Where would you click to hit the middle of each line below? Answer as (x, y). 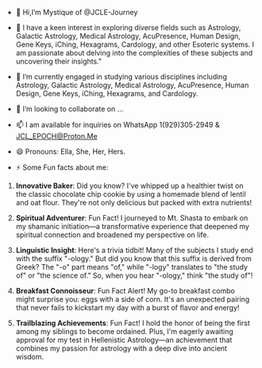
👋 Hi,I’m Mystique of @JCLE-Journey (77, 12)
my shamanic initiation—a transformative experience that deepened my (133, 226)
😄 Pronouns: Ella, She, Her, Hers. (70, 151)
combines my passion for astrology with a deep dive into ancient (121, 348)
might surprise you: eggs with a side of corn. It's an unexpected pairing (133, 299)
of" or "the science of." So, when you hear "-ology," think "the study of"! (134, 275)
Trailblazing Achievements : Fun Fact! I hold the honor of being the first (133, 323)
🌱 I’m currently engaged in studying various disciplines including (121, 77)
